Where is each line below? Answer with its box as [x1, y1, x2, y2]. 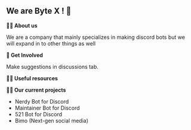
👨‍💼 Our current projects [6, 86, 66, 93]
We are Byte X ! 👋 [6, 6, 72, 16]
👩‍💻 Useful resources [6, 74, 58, 81]
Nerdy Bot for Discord [14, 98, 69, 105]
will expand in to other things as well [6, 40, 96, 47]
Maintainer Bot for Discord [14, 104, 80, 111]
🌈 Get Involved [6, 52, 44, 59]
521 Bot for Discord [14, 110, 63, 117]
